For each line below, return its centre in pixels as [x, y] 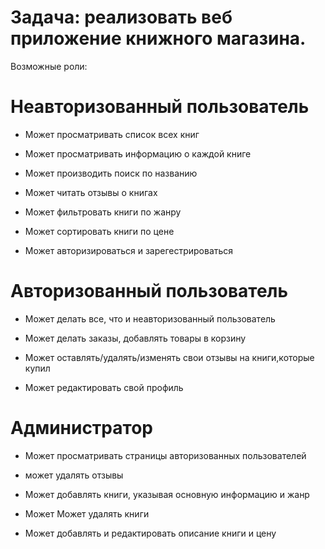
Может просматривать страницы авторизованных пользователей [165, 455]
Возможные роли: [49, 66]
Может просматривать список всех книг [112, 134]
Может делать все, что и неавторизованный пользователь [150, 318]
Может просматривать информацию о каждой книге [138, 153]
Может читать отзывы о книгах [91, 192]
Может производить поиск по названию [111, 173]
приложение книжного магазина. [158, 38]
